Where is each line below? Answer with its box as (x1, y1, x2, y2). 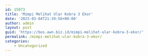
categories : (5, 39, 30, 44)
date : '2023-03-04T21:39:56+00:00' (5, 16, 78, 21)
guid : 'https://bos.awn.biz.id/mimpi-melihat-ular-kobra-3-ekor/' (5, 30, 144, 35)
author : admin (5, 20, 34, 26)
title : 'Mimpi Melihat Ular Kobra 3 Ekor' (5, 12, 93, 17)
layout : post (5, 25, 32, 30)
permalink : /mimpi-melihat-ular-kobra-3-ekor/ (5, 35, 102, 39)
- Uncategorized (14, 43, 48, 48)
